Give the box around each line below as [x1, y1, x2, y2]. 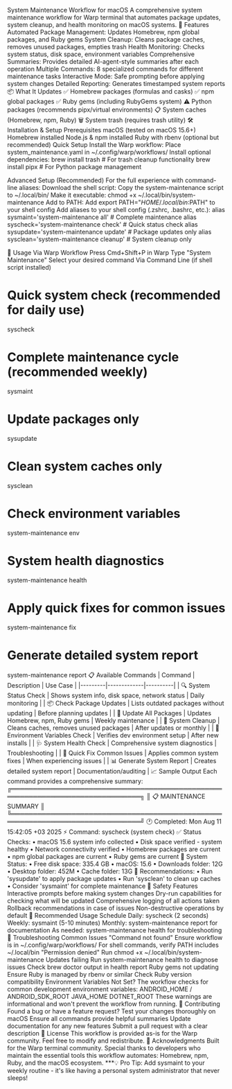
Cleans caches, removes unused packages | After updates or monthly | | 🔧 [7, 724, 220, 732]
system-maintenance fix [7, 623, 77, 631]
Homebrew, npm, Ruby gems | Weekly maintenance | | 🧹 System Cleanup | [7, 716, 220, 724]
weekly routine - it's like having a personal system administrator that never [7, 1066, 220, 1074]
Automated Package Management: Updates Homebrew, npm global [7, 28, 199, 36]
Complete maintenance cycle [7, 349, 179, 365]
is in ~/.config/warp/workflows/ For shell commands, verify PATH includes [7, 941, 220, 949]
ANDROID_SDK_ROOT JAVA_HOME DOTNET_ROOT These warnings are [7, 992, 213, 1000]
